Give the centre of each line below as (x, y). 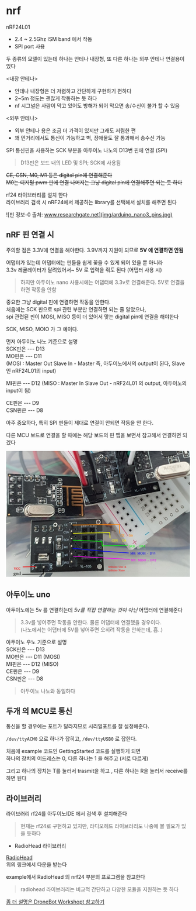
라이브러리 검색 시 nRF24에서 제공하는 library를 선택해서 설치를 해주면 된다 (91, 202)
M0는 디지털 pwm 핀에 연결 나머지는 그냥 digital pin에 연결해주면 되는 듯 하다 (94, 182)
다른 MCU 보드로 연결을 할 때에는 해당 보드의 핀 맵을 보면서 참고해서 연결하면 (94, 435)
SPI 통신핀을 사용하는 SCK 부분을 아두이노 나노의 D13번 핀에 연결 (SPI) (87, 150)
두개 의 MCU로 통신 (39, 711)
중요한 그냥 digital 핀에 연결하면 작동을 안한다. (58, 302)
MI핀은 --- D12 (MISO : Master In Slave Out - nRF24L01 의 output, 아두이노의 (97, 383)
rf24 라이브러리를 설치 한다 (37, 195)
